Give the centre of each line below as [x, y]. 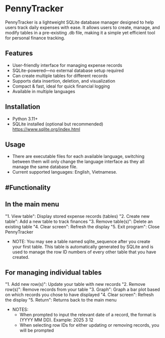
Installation [23, 107]
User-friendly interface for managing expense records [67, 65]
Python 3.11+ [25, 119]
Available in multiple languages [44, 91]
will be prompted [37, 331]
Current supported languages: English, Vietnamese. [65, 172]
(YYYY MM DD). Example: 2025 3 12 [56, 320]
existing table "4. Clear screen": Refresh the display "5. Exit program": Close [82, 226]
